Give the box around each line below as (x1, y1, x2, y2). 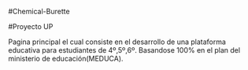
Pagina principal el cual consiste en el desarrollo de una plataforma (8, 37, 227, 46)
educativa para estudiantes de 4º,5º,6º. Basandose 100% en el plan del (8, 46, 241, 54)
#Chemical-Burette (8, 7, 70, 16)
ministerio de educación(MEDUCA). (8, 54, 124, 63)
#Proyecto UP (8, 22, 54, 31)
